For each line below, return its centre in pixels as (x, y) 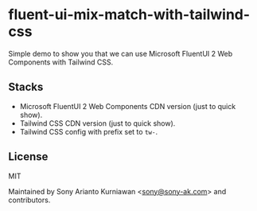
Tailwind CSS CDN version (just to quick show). (97, 123)
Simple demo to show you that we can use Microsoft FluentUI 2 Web (121, 53)
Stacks (26, 87)
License (28, 157)
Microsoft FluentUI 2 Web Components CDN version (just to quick (128, 106)
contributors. (29, 200)
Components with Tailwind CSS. (61, 62)
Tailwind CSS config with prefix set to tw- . (88, 131)
